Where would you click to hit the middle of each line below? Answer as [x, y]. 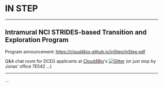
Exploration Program [37, 40]
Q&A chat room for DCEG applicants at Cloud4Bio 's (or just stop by [81, 61]
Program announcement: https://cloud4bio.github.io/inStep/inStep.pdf [75, 52]
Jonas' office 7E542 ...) [28, 66]
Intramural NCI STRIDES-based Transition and [76, 32]
